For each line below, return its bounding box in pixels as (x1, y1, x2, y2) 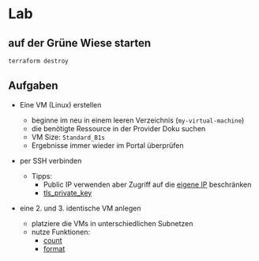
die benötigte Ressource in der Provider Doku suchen (31, 123, 206, 133)
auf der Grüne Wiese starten (8, 36, 152, 50)
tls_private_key (43, 187, 92, 198)
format (43, 244, 66, 253)
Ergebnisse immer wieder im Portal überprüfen (31, 140, 184, 150)
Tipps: (31, 171, 53, 180)
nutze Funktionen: (31, 227, 91, 236)
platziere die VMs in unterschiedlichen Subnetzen (31, 218, 193, 228)
